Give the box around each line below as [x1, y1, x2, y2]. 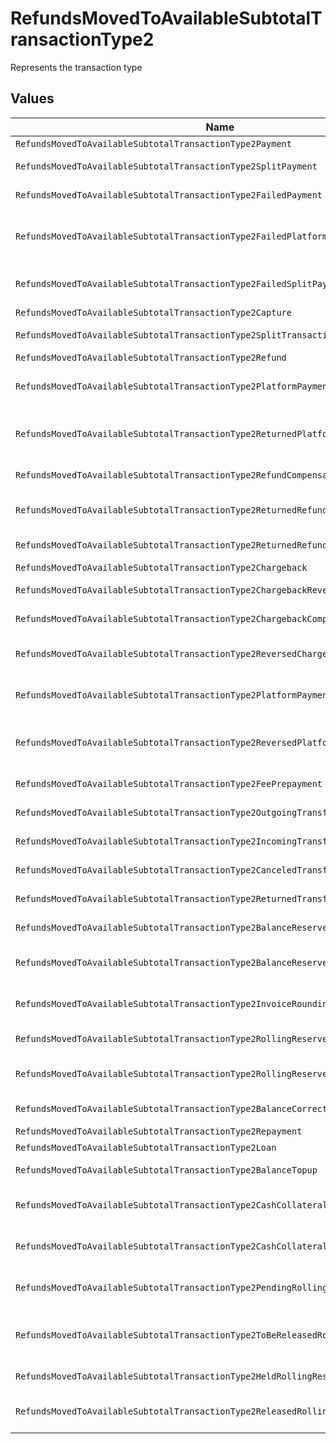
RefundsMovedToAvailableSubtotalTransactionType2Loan [15, 1142, 277, 1153]
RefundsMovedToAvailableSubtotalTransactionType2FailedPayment [15, 189, 323, 201]
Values [10, 90, 55, 107]
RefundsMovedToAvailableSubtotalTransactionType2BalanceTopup [15, 1164, 318, 1176]
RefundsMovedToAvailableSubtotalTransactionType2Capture [15, 307, 292, 318]
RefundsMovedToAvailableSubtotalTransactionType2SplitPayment [15, 160, 318, 172]
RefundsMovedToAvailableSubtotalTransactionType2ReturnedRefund [15, 539, 328, 551]
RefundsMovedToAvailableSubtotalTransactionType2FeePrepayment [15, 778, 323, 789]
